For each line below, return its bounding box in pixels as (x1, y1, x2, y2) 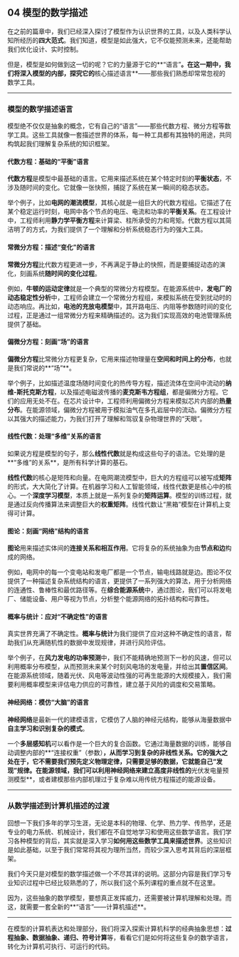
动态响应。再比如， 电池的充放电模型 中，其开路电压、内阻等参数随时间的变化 (7, 302, 232, 310)
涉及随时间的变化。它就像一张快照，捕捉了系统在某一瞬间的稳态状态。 (7, 183, 213, 192)
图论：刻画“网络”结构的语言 (7, 526, 90, 535)
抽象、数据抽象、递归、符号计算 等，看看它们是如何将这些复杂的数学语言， (13, 933, 232, 941)
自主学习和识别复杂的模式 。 (7, 724, 89, 732)
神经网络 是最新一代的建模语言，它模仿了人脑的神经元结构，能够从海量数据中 (7, 715, 232, 724)
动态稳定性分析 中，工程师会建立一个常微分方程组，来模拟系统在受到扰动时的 (7, 293, 232, 302)
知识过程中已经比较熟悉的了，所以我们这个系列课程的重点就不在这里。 (13, 878, 219, 886)
